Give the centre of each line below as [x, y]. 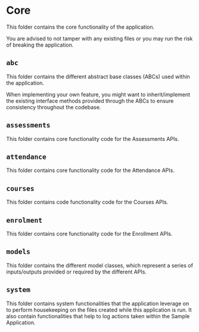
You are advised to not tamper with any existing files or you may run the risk [99, 38]
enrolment [24, 220]
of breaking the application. [40, 45]
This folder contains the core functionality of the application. [80, 27]
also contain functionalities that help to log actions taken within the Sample [98, 316]
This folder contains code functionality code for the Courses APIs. [87, 202]
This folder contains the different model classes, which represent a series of [100, 265]
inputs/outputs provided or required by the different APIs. [77, 272]
